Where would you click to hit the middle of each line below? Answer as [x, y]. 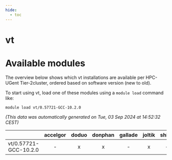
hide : [11, 10]
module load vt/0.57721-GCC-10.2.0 [43, 108]
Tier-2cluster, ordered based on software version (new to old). [85, 83]
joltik [149, 135]
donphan [103, 135]
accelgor [55, 135]
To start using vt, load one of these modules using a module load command [84, 93]
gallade [129, 135]
